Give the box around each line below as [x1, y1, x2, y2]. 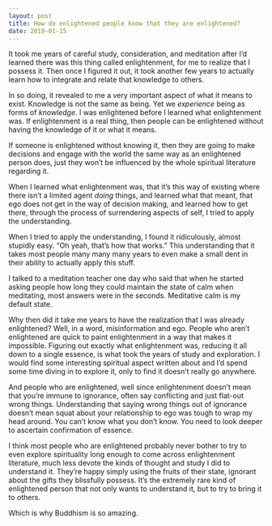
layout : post [8, 11, 53, 20]
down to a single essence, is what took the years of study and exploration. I [8, 350, 261, 359]
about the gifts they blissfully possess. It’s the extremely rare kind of [8, 475, 236, 486]
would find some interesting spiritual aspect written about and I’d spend [8, 358, 248, 368]
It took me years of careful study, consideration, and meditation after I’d [8, 49, 248, 59]
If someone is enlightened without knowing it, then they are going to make [8, 141, 256, 151]
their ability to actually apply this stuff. [8, 258, 136, 268]
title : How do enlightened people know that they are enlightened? [8, 19, 241, 28]
